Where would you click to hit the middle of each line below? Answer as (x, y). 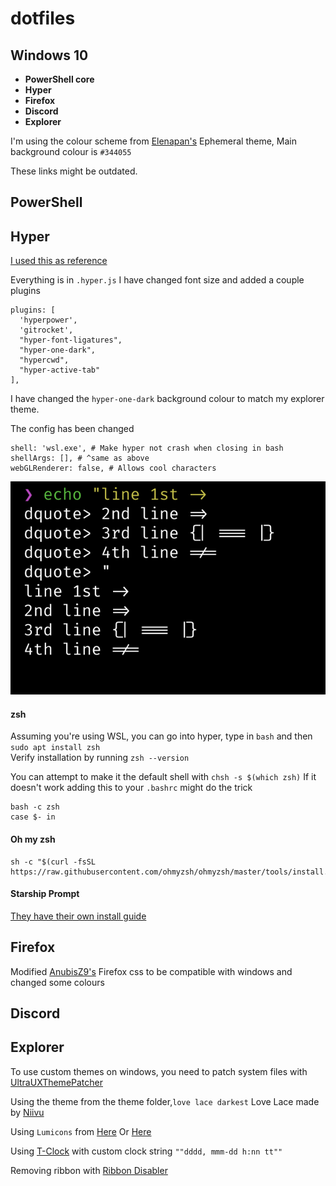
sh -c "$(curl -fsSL (53, 862)
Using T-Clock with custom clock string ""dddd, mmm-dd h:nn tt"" (146, 1151)
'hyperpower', (48, 320)
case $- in (33, 817)
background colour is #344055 (71, 151)
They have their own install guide (78, 916)
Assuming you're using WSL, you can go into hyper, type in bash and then (161, 736)
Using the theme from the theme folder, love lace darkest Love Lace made (165, 1101)
